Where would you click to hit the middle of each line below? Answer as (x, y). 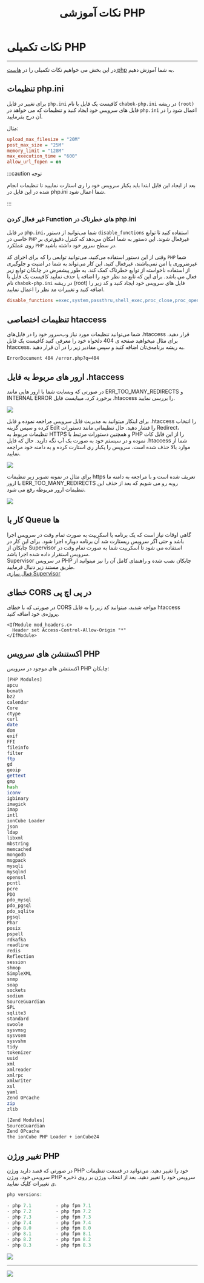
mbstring (18, 844)
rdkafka (17, 940)
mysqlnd (17, 872)
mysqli (15, 866)
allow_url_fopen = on (34, 162)
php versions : (25, 1195)
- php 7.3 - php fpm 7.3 (49, 1217)
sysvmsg (17, 1030)
